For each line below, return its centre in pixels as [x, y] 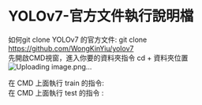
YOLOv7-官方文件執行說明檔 [101, 16]
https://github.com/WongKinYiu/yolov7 [71, 48]
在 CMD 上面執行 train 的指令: [56, 83]
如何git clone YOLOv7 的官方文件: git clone [78, 39]
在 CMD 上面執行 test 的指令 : [56, 92]
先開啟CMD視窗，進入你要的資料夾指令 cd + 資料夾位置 [98, 58]
